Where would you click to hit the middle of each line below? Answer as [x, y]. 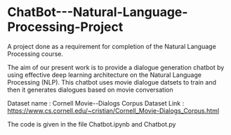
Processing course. [35, 54]
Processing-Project [65, 27]
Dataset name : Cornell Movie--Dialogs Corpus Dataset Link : [96, 103]
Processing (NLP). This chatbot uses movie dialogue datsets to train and [112, 82]
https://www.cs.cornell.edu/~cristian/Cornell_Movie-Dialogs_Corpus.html [113, 111]
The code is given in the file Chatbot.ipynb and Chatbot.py [92, 124]
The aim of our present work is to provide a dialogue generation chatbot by [116, 67]
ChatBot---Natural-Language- [98, 12]
